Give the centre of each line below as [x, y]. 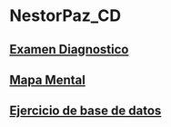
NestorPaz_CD [65, 16]
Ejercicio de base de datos [85, 111]
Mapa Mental [48, 79]
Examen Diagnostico [69, 49]
